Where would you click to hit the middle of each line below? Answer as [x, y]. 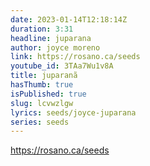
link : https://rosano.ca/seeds [75, 57]
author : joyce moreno [55, 47]
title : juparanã [44, 76]
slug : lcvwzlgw [42, 103]
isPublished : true [48, 94]
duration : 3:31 [42, 29]
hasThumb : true [42, 85]
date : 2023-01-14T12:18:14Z [69, 19]
